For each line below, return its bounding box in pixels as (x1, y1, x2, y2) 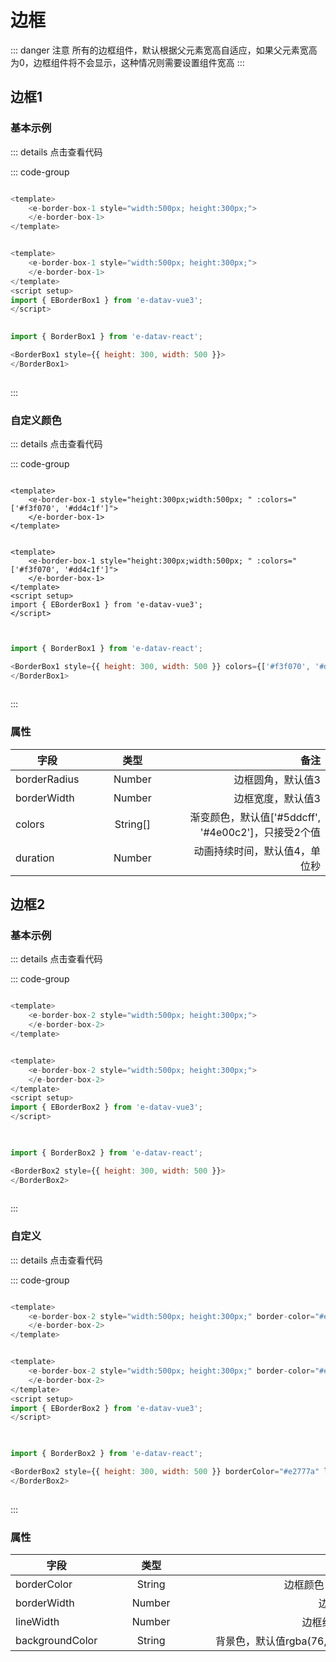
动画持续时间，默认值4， (193, 844, 311, 858)
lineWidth (15, 1615, 60, 1628)
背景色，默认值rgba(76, (214, 1634, 327, 1648)
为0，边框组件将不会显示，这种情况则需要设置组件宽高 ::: (10, 56, 245, 68)
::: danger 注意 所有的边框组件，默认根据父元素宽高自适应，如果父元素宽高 (10, 44, 318, 56)
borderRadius (15, 772, 80, 786)
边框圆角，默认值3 (233, 772, 321, 786)
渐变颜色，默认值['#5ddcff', (189, 810, 321, 824)
